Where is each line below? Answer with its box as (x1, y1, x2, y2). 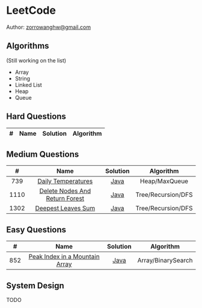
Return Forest (46, 195, 85, 203)
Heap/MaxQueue (140, 177, 188, 186)
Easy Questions (6, 225, 67, 235)
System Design (6, 280, 64, 291)
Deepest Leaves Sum (35, 204, 95, 213)
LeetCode (6, 4, 56, 17)
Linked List (14, 81, 42, 88)
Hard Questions (6, 112, 66, 122)
